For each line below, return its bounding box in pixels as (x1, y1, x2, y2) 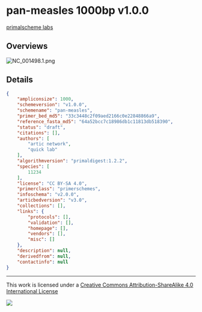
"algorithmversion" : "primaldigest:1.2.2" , (17, 158, 128, 164)
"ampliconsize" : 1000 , (17, 96, 74, 103)
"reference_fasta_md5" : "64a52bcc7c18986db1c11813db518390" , (17, 118, 173, 124)
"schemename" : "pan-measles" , (17, 107, 93, 113)
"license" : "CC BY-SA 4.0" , (17, 180, 87, 186)
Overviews (6, 41, 48, 51)
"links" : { (17, 208, 44, 214)
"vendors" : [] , (28, 231, 66, 237)
